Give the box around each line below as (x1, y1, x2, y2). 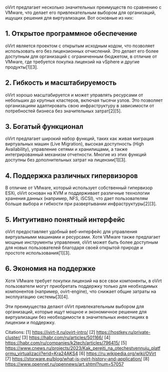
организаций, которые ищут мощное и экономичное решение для (5, 308, 147, 315)
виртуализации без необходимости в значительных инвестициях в (5, 314, 148, 320)
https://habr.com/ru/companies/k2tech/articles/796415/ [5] (5, 339, 127, 345)
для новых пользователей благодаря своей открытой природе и (5, 245, 143, 251)
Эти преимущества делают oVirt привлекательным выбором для (5, 303, 144, 309)
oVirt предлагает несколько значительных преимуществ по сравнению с (5, 5, 161, 10)
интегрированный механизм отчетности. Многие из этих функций (5, 151, 146, 157)
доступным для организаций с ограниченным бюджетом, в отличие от (5, 53, 157, 59)
